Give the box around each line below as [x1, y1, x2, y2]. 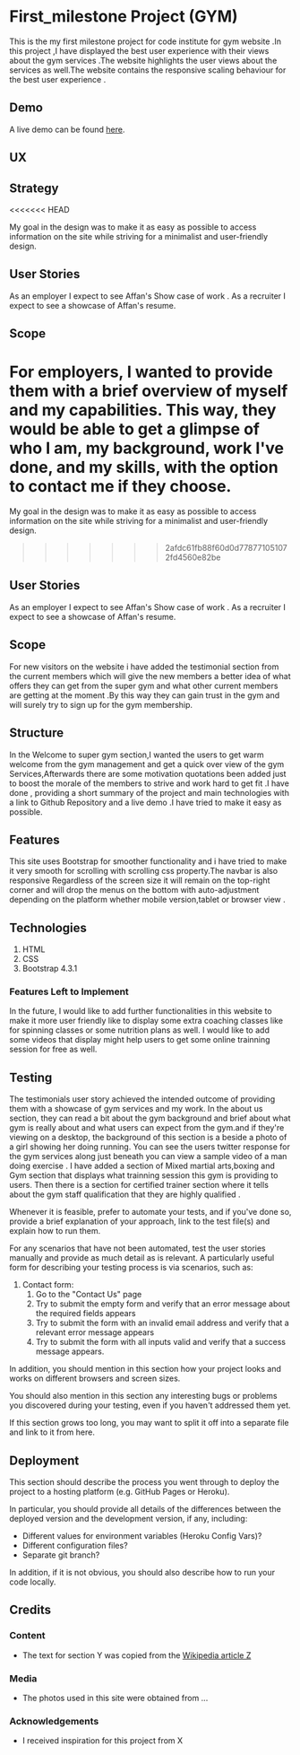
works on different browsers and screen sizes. [9, 1373, 181, 1384]
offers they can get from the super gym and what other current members [9, 680, 279, 691]
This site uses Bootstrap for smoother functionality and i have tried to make [9, 856, 287, 867]
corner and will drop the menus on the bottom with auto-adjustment [9, 885, 260, 895]
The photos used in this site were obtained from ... [21, 1693, 209, 1704]
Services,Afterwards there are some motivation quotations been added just [9, 768, 287, 779]
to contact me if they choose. [9, 476, 232, 497]
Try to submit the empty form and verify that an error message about [35, 1298, 291, 1309]
